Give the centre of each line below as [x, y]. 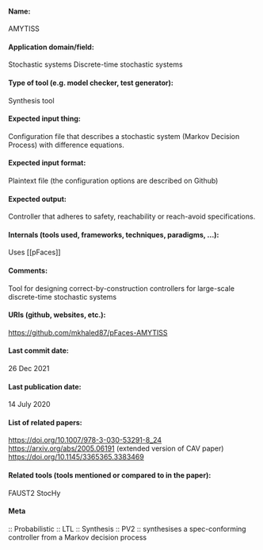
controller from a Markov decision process [78, 537]
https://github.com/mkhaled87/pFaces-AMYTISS [88, 332]
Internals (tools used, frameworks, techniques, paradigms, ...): [114, 234]
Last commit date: [38, 351]
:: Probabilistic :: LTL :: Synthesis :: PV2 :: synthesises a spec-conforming [128, 529]
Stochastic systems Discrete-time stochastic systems [96, 64]
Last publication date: [45, 386]
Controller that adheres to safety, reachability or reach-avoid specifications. [132, 217]
